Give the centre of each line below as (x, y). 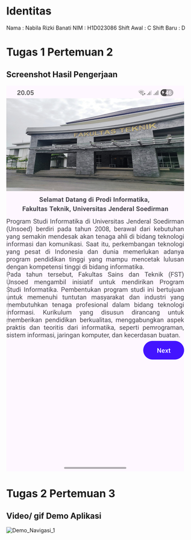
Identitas (29, 11)
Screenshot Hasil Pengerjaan (62, 74)
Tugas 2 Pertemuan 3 (61, 494)
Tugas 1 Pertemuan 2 (60, 52)
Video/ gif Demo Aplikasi (54, 516)
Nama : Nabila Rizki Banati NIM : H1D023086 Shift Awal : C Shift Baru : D (96, 28)
